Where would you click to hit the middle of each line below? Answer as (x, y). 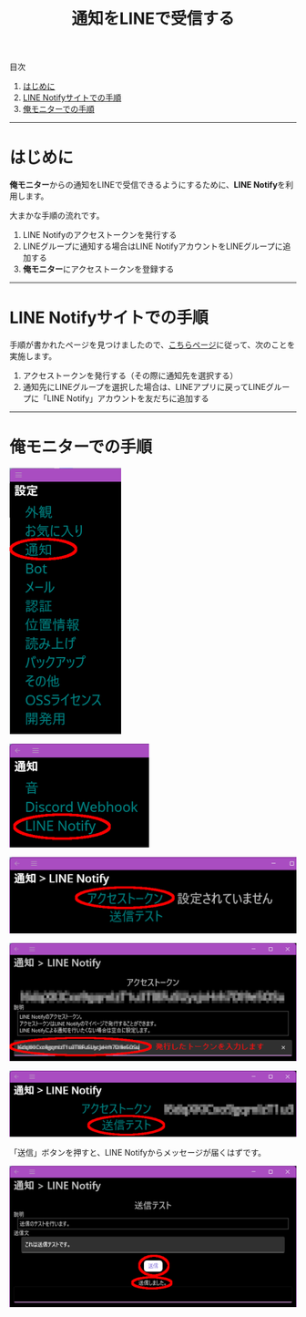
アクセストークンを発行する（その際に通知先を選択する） (130, 376)
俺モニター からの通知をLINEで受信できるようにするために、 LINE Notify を (148, 185)
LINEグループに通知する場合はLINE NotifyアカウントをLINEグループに (153, 246)
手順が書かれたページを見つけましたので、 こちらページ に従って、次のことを (153, 345)
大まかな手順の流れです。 (57, 216)
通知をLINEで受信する (153, 19)
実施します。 (33, 356)
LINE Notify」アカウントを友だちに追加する (128, 398)
